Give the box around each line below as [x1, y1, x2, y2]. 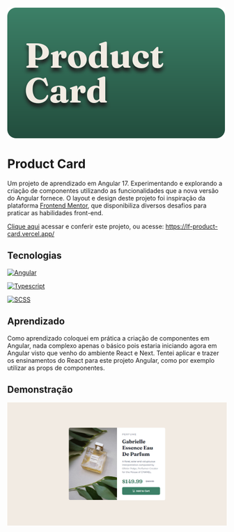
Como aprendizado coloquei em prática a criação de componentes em [7, 334, 210, 342]
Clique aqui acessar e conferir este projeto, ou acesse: [7, 222, 164, 230]
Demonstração [7, 384, 73, 396]
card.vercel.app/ [7, 229, 55, 237]
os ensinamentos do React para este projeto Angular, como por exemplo [7, 356, 214, 364]
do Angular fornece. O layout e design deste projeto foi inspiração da [7, 194, 205, 202]
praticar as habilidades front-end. [7, 208, 104, 217]
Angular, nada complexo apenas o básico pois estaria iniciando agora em [7, 341, 217, 350]
